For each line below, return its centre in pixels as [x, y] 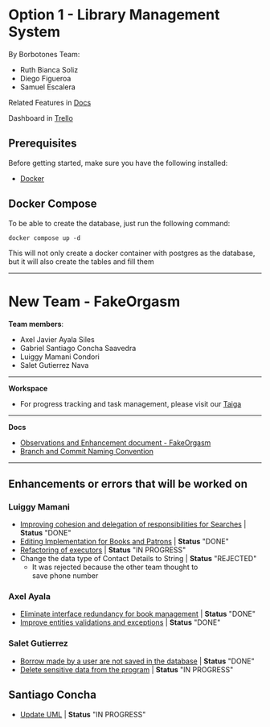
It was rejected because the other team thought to [115, 567]
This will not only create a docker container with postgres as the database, [132, 253]
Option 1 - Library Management [114, 15]
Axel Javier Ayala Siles [57, 339]
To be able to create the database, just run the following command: [119, 223]
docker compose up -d [45, 238]
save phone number [65, 576]
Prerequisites [43, 144]
